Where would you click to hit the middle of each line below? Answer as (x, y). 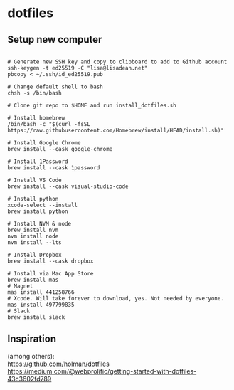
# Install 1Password (38, 162)
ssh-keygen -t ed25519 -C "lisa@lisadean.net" (78, 68)
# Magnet (20, 286)
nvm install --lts (34, 243)
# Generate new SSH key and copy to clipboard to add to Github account (117, 62)
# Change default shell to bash (55, 87)
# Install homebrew (36, 118)
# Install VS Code (34, 180)
